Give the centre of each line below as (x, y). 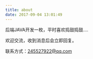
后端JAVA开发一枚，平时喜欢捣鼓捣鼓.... (47, 29)
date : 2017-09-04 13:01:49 (34, 15)
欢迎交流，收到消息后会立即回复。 (41, 40)
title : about (19, 10)
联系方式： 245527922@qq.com (39, 51)
